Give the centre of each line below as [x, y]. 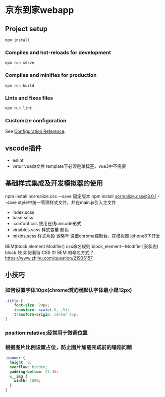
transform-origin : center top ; [46, 315]
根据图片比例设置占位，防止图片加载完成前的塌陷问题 [69, 347]
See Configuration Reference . [35, 131]
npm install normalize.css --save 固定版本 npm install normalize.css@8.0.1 [81, 196]
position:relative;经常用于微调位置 [47, 333]
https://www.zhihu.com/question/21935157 [49, 258]
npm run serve [20, 63]
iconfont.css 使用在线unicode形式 [47, 223]
